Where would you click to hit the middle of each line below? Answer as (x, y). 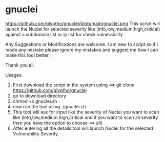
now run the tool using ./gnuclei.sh (49, 106)
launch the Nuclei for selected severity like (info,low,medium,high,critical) (83, 29)
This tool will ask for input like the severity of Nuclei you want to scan (86, 112)
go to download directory (39, 96)
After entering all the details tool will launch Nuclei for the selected (83, 128)
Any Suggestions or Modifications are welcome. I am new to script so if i (82, 44)
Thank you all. (20, 65)
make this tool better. (28, 55)
